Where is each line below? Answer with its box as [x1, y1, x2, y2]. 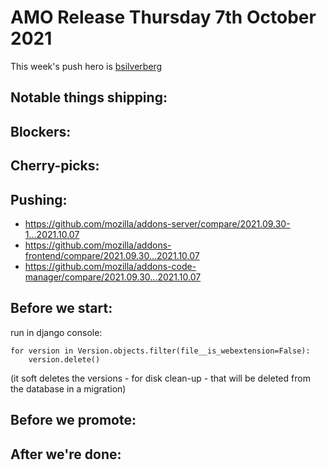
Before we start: [10, 300, 113, 317]
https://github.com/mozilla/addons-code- [24, 260, 197, 272]
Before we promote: [10, 412, 137, 429]
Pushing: [10, 191, 68, 208]
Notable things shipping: [10, 89, 168, 106]
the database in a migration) [10, 382, 127, 395]
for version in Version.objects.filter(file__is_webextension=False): [10, 346, 311, 356]
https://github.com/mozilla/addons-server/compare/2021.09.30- [24, 217, 291, 230]
